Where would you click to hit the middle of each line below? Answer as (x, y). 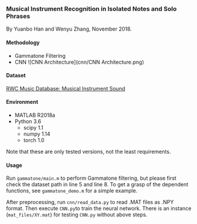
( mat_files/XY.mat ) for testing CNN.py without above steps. (77, 215)
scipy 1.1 (33, 127)
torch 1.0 (34, 140)
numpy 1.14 (37, 134)
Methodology (23, 42)
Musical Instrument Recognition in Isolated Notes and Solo (91, 9)
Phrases (18, 16)
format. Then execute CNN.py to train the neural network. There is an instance (99, 209)
